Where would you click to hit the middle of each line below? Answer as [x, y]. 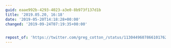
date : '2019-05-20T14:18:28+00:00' [43, 19]
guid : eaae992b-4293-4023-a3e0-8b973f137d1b [53, 10]
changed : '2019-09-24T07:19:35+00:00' [46, 24]
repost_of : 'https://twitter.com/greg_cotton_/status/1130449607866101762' [87, 38]
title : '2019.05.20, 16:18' [35, 15]
